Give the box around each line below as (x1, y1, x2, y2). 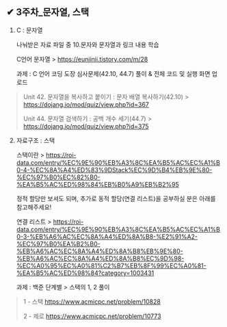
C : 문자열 (16, 26, 43, 34)
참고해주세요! (16, 202, 52, 211)
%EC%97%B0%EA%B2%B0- (16, 239, 101, 248)
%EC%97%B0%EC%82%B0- (16, 173, 101, 181)
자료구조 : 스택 (16, 136, 55, 144)
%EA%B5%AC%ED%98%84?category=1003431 (16, 269, 155, 277)
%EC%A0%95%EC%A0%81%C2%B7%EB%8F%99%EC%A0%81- (16, 261, 206, 270)
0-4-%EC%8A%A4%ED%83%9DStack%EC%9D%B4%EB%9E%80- (16, 166, 213, 174)
